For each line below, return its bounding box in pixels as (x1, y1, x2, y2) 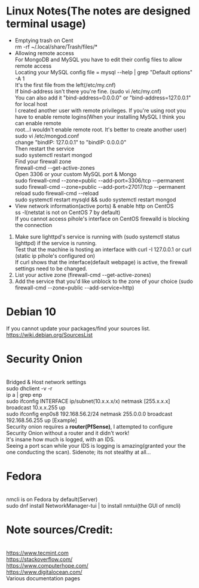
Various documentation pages (6, 574, 81, 582)
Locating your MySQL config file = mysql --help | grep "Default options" (14, 68, 193, 76)
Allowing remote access (14, 49, 75, 56)
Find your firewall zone (14, 158, 72, 165)
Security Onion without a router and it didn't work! (6, 429, 130, 436)
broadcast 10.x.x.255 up (6, 403, 66, 411)
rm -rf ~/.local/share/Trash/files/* (14, 43, 97, 50)
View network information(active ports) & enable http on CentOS (14, 202, 174, 209)
